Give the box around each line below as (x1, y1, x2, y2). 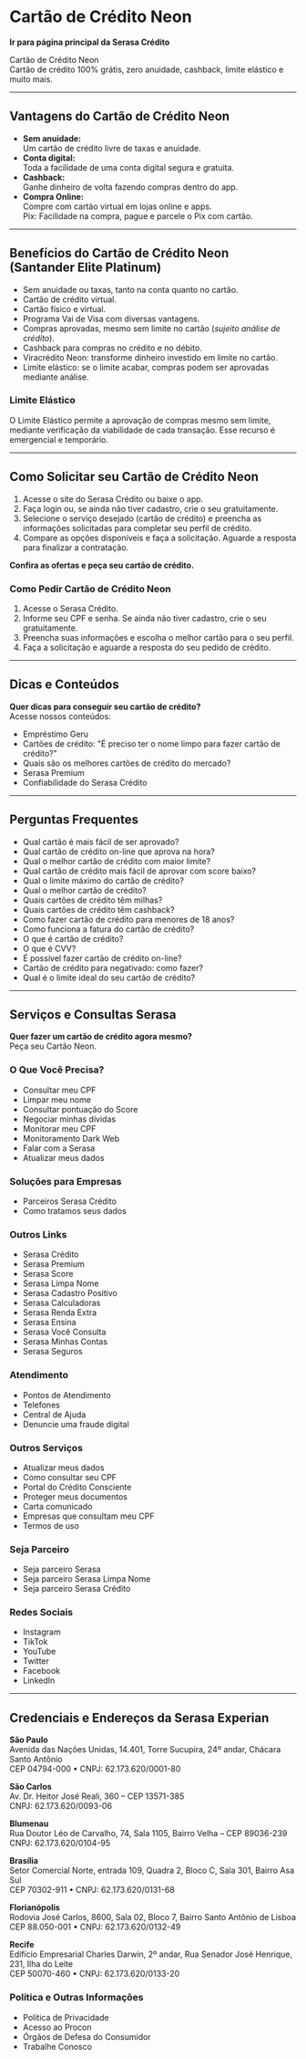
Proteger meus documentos (22, 1490, 127, 1502)
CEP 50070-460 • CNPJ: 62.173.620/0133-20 (9, 1969, 180, 1980)
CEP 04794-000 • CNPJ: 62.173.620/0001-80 (9, 1763, 181, 1774)
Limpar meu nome (22, 1093, 91, 1105)
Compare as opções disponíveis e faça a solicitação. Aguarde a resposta (22, 532, 297, 543)
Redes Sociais (9, 1606, 74, 1619)
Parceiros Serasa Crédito (22, 1196, 117, 1207)
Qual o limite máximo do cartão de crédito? (22, 874, 185, 886)
